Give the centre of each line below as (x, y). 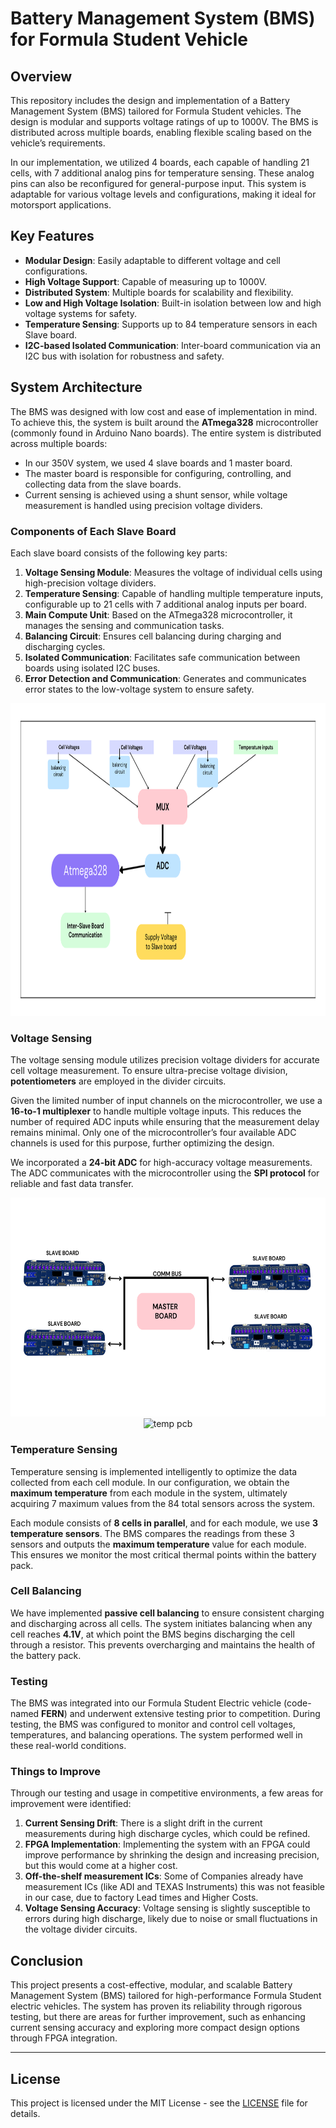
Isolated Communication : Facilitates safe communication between (162, 657)
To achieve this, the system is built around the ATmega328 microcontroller (164, 422)
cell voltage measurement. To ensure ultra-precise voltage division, (149, 1071)
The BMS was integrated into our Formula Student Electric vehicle (146, 1703)
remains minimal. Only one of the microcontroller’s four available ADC (153, 1133)
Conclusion (47, 1960)
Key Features (52, 236)
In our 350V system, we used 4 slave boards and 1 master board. (158, 463)
